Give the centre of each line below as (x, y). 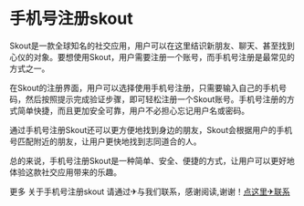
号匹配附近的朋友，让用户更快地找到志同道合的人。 (105, 141)
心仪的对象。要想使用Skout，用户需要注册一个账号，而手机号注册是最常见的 (152, 57)
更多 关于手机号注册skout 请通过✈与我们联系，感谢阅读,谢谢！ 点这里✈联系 (150, 191)
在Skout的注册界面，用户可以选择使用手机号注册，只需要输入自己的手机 (144, 88)
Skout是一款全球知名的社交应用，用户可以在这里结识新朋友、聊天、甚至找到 (152, 46)
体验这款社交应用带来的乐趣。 (65, 172)
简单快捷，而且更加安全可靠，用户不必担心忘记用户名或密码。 (133, 110)
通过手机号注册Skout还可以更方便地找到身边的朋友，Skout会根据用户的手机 (151, 129)
